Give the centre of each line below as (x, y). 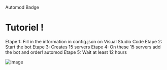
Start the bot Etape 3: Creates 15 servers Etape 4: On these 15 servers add (83, 47)
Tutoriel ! (25, 28)
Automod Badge (22, 7)
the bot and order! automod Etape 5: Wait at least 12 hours (66, 52)
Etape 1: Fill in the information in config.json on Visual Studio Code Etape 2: (84, 41)
